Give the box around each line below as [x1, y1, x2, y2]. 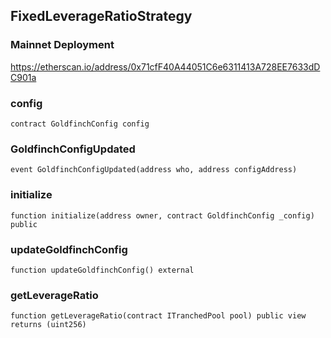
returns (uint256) [10, 320, 87, 330]
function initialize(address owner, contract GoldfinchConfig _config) [10, 210, 315, 221]
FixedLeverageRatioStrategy [10, 8, 193, 25]
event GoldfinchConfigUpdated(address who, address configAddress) [10, 165, 298, 175]
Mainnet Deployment [10, 38, 115, 52]
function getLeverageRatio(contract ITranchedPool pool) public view [10, 311, 307, 321]
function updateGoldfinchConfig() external [10, 265, 195, 275]
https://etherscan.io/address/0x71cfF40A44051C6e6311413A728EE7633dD [10, 60, 321, 73]
